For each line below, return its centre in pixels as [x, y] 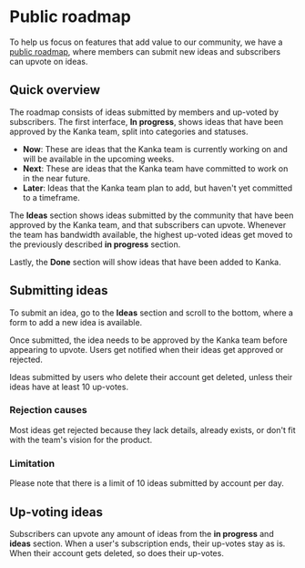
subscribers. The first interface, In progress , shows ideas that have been [147, 121]
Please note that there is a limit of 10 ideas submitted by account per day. [147, 483]
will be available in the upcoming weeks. [98, 159]
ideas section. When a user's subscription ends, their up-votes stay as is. [147, 543]
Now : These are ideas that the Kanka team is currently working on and [155, 149]
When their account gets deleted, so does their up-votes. [117, 553]
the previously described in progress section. [95, 244]
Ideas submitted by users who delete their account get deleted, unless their [151, 377]
